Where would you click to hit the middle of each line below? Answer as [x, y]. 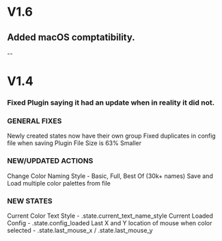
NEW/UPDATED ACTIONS [50, 161]
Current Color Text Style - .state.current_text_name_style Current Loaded [110, 216]
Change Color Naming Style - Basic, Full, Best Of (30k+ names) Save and [110, 176]
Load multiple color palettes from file [59, 183]
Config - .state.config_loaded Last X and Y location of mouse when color [110, 223]
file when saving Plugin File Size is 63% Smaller [74, 143]
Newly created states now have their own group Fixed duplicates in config [112, 136]
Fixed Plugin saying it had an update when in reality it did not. [111, 103]
